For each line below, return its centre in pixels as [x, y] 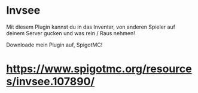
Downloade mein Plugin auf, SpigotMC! [54, 45]
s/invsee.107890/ [51, 82]
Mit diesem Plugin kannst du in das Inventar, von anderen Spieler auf [91, 27]
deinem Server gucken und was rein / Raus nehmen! [71, 33]
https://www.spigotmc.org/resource [99, 69]
